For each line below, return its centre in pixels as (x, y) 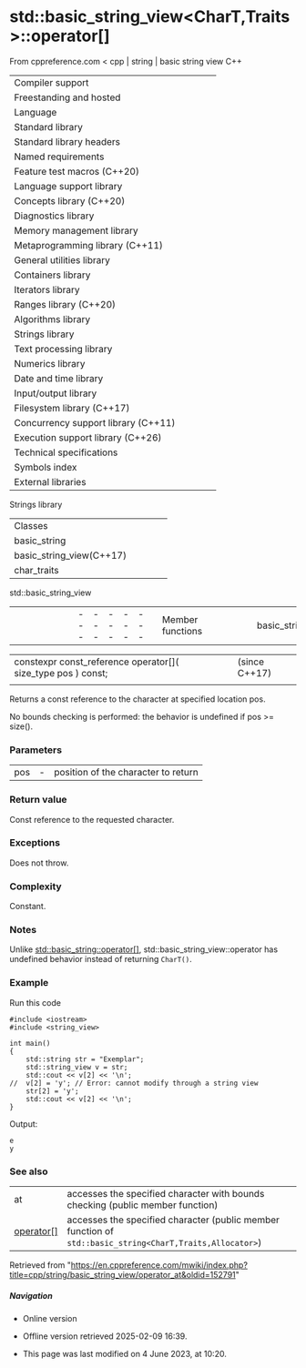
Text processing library (63, 349)
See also (29, 1171)
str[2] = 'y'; (52, 1091)
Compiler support (51, 82)
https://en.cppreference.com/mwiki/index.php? (159, 1265)
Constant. (28, 907)
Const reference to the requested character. (92, 819)
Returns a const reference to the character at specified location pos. (138, 699)
